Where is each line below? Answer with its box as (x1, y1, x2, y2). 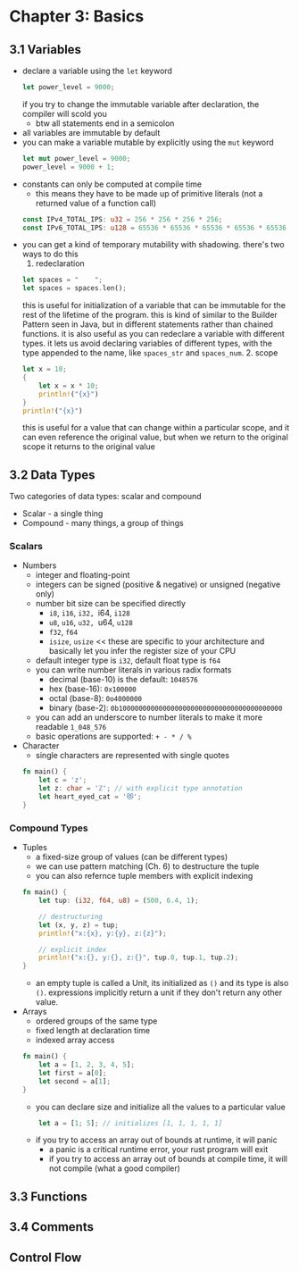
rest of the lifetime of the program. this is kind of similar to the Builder (21, 310, 278, 321)
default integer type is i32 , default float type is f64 (35, 655, 221, 666)
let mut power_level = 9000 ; (21, 154, 131, 163)
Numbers (21, 560, 57, 571)
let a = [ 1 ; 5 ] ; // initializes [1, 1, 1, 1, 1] (38, 1118, 223, 1127)
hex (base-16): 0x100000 (48, 683, 137, 694)
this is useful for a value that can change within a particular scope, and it (21, 422, 290, 433)
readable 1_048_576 (35, 722, 107, 732)
